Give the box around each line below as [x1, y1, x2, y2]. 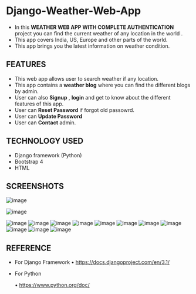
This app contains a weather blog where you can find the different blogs [14, 81, 191, 88]
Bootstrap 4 [14, 158, 43, 165]
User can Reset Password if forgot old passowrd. [14, 106, 135, 113]
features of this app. [14, 100, 64, 107]
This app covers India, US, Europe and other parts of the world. [14, 36, 168, 43]
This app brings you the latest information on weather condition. [14, 42, 170, 49]
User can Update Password [14, 113, 83, 120]
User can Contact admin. [14, 119, 76, 126]
